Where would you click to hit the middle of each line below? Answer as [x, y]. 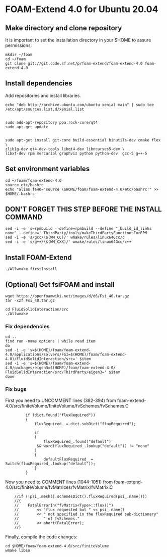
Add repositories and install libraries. [43, 95]
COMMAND [24, 217]
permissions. [19, 45]
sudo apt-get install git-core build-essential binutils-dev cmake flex [83, 140]
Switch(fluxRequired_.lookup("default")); [50, 464]
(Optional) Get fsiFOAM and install [60, 285]
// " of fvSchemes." [47, 519]
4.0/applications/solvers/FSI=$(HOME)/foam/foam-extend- [66, 355]
